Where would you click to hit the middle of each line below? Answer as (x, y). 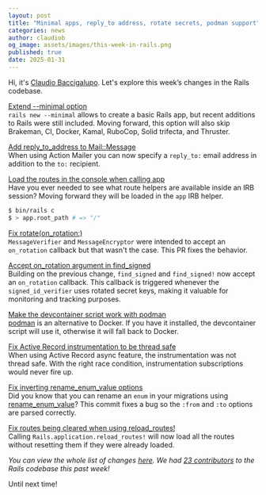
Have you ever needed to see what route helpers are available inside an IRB (131, 187)
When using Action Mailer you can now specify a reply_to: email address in (133, 155)
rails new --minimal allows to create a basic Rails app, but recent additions (132, 114)
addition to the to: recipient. (54, 163)
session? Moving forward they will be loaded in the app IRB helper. (116, 196)
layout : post (30, 15)
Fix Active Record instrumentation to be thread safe (92, 347)
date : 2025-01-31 (37, 60)
